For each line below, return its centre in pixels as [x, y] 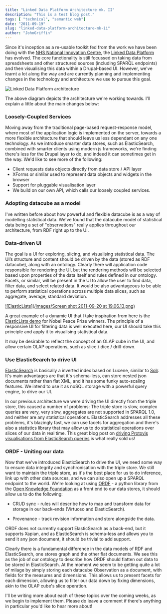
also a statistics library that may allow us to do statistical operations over [80, 428]
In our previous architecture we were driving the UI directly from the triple [81, 401]
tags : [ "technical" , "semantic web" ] [45, 19]
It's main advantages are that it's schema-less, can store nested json [76, 376]
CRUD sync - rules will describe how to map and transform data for [82, 504]
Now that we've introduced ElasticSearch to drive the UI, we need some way [84, 462]
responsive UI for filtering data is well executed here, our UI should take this [83, 326]
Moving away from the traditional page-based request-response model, [79, 127]
